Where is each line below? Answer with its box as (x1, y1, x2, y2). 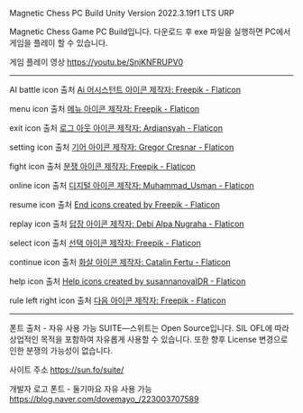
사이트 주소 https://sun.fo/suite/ (9, 364, 124, 375)
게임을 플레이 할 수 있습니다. (9, 38, 108, 48)
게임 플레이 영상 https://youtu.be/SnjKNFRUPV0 (9, 57, 184, 67)
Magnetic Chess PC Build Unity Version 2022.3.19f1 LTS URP (9, 8, 234, 18)
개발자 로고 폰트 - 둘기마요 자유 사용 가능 (9, 383, 152, 394)
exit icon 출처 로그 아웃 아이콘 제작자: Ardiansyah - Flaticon (9, 123, 224, 133)
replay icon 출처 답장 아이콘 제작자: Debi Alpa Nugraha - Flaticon (9, 218, 245, 229)
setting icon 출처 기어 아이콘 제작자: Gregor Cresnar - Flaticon (9, 142, 234, 152)
